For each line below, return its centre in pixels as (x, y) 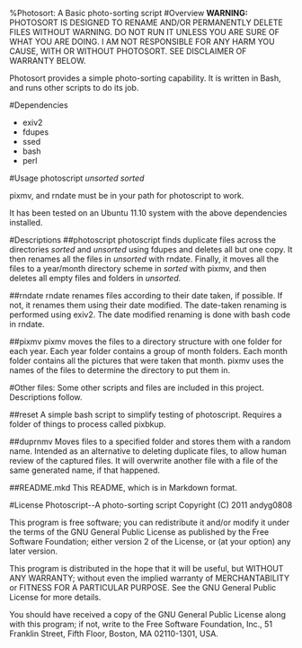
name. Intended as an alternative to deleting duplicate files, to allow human (148, 451)
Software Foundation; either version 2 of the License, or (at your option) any (150, 541)
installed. (26, 222)
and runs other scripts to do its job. (74, 88)
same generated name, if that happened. (84, 470)
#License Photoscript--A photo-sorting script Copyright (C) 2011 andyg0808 (151, 505)
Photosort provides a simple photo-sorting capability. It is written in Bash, (145, 78)
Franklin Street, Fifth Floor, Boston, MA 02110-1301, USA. (114, 634)
